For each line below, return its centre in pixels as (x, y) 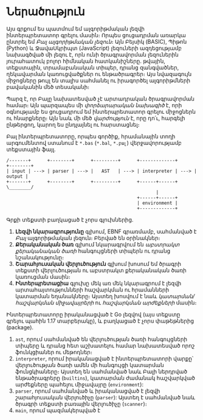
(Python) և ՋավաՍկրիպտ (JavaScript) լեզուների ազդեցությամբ (94, 48)
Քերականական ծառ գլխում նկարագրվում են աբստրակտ (97, 244)
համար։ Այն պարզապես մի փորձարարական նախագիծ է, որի (94, 105)
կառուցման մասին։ (43, 276)
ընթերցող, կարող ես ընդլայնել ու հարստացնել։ (73, 124)
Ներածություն (46, 12)
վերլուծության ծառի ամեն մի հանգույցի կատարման (89, 365)
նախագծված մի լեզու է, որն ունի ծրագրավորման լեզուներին (93, 54)
